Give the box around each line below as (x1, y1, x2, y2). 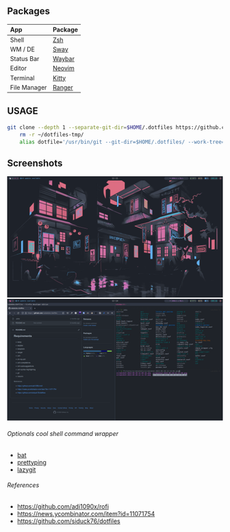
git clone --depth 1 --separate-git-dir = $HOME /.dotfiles (7, 124, 173, 131)
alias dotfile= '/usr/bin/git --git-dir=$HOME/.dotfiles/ (19, 138, 186, 145)
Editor (10, 64, 27, 73)
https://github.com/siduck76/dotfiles (16, 517, 121, 525)
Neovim (52, 64, 75, 73)
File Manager (10, 83, 47, 91)
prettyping (16, 458, 47, 466)
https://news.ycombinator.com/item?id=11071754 (16, 509, 155, 518)
